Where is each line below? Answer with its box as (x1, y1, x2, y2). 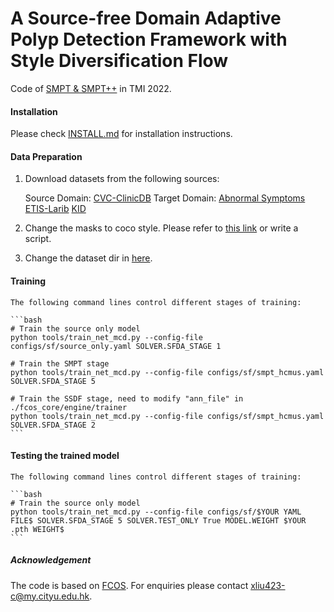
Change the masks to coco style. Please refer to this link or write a (24, 222, 299, 234)
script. (24, 233, 52, 245)
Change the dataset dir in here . (24, 252, 153, 264)
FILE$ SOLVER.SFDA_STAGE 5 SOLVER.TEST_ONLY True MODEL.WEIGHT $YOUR (10, 515, 307, 526)
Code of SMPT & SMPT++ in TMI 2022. (10, 82, 172, 94)
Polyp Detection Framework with (10, 28, 288, 51)
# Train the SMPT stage (10, 358, 110, 369)
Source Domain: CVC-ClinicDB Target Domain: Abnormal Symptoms (24, 192, 306, 204)
